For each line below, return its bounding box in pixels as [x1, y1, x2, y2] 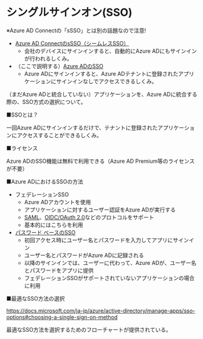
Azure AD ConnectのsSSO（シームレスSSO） [15, 39, 129, 47]
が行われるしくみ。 [24, 55, 73, 62]
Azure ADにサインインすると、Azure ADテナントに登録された [24, 70, 179, 77]
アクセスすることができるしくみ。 [16, 131, 102, 139]
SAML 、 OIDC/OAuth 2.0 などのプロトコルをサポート [24, 213, 154, 221]
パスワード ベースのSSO [15, 228, 76, 236]
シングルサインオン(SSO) [6, 5, 132, 19]
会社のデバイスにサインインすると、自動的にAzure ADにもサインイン [24, 47, 198, 55]
